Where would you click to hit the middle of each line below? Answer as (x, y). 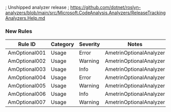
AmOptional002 (27, 61)
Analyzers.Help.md (25, 18)
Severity (89, 44)
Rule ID (27, 44)
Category (62, 44)
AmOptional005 (27, 86)
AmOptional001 (27, 53)
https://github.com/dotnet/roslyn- (106, 7)
